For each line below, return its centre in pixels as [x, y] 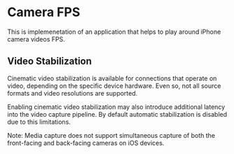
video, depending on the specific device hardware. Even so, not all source [114, 86]
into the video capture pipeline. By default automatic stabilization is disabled [117, 114]
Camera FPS [44, 12]
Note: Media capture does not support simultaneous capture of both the [111, 135]
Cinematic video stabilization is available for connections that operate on [112, 78]
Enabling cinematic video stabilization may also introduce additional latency [116, 107]
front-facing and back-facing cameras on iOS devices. [86, 143]
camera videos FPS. [36, 39]
